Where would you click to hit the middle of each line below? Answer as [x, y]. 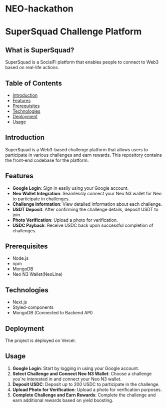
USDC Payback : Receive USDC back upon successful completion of [83, 225]
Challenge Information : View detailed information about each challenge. [87, 204]
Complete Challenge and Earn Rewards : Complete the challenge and [84, 395]
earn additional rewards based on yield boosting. [63, 400]
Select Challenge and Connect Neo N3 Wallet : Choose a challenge [82, 373]
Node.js [20, 258]
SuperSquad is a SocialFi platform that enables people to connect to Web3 [82, 62]
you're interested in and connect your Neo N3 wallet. [67, 379]
